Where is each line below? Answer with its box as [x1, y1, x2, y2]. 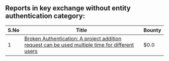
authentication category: [5, 12, 86, 20]
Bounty [143, 26, 161, 33]
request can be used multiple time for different [24, 41, 134, 48]
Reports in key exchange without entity [5, 4, 131, 12]
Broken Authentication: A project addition [24, 35, 122, 42]
